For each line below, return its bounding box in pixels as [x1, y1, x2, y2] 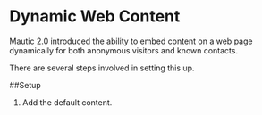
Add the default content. [21, 96, 113, 108]
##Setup [9, 79, 42, 90]
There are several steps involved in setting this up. [9, 62, 195, 73]
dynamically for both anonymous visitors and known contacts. [9, 45, 239, 55]
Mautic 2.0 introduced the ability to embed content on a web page [9, 36, 253, 46]
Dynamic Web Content [9, 6, 181, 27]
